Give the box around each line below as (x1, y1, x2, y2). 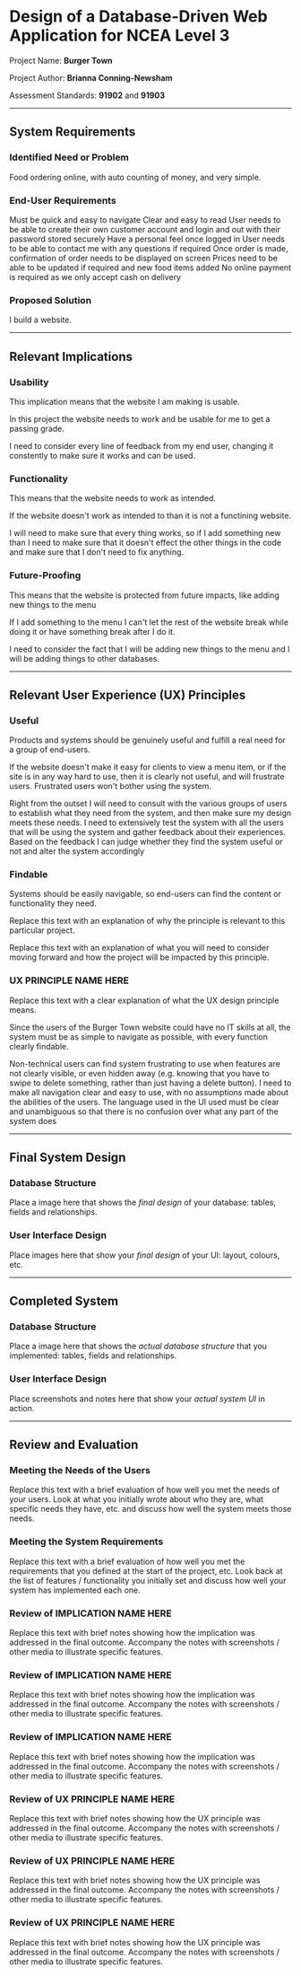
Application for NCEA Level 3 (9, 25, 230, 46)
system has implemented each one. (9, 1585, 141, 1595)
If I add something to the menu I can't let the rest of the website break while (9, 617, 289, 628)
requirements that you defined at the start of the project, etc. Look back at (9, 1565, 284, 1576)
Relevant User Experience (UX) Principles (9, 687, 246, 702)
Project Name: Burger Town (9, 55, 114, 66)
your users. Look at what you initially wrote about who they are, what (9, 1494, 264, 1505)
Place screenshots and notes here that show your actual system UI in (9, 1393, 266, 1404)
